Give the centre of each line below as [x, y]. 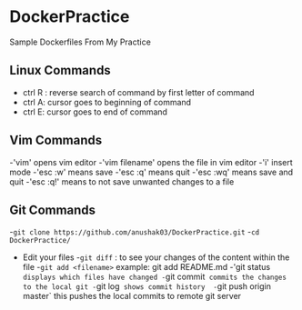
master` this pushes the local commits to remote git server [132, 296]
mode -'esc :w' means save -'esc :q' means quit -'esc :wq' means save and [151, 172]
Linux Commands [60, 70]
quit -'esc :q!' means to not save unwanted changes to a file [122, 181]
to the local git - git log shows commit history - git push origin [146, 286]
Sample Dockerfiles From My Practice [81, 42]
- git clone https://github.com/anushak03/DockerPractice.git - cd [135, 232]
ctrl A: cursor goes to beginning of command [107, 102]
